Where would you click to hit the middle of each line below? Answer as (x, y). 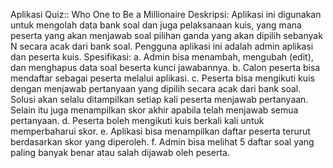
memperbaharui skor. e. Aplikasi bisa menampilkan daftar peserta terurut (160, 131)
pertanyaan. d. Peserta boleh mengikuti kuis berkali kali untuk (137, 120)
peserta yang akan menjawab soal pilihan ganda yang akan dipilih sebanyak (166, 35)
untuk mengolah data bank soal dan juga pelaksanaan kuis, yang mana (156, 25)
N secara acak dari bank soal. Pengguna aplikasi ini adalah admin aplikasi (162, 46)
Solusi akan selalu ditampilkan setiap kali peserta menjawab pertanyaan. (159, 99)
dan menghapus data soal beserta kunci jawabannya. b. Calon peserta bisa (165, 67)
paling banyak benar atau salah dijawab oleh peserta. (120, 152)
